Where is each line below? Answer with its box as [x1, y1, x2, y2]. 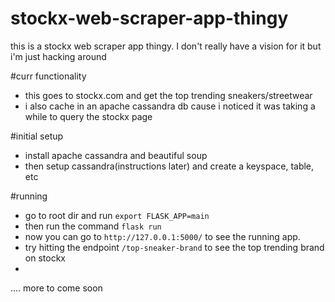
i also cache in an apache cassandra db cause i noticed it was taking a [24, 100, 316, 112]
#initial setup [10, 130, 64, 142]
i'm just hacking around [10, 50, 107, 62]
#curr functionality [10, 70, 87, 82]
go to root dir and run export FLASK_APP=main [24, 209, 210, 221]
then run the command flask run [24, 220, 162, 232]
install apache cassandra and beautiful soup [24, 149, 208, 161]
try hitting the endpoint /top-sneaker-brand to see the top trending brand [24, 241, 325, 253]
